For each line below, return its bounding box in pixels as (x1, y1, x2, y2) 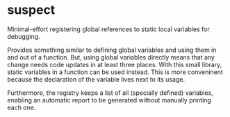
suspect (7, 2, 56, 18)
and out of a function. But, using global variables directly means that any (7, 53, 215, 61)
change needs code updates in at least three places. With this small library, (7, 60, 222, 69)
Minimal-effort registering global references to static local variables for (7, 25, 210, 33)
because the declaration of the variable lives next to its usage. (7, 75, 186, 83)
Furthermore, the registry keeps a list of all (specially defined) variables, (7, 89, 213, 97)
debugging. (7, 32, 40, 40)
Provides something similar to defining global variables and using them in (7, 46, 217, 54)
